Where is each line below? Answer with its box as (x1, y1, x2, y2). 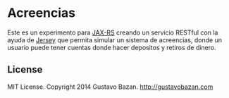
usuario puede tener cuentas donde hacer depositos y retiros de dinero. (7, 43, 216, 51)
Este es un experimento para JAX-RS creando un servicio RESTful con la (7, 28, 218, 37)
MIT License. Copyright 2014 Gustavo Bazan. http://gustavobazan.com (7, 82, 213, 91)
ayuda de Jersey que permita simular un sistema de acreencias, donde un (7, 35, 222, 44)
